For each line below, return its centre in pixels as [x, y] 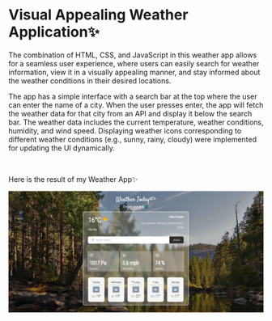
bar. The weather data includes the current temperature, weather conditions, [136, 122]
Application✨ [54, 32]
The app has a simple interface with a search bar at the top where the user [133, 96]
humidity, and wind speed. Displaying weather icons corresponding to [125, 130]
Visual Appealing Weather [98, 15]
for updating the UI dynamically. [62, 148]
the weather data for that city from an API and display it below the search [130, 113]
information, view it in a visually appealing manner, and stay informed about [134, 72]
